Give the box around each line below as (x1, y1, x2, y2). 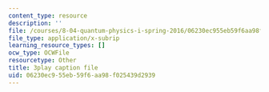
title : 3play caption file (8, 64, 98, 72)
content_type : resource (8, 11, 88, 20)
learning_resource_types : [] (8, 42, 106, 50)
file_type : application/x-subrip (8, 34, 120, 42)
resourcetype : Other (8, 57, 78, 65)
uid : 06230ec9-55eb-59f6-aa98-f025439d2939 (8, 71, 156, 79)
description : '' (8, 19, 62, 27)
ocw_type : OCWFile (8, 49, 70, 57)
